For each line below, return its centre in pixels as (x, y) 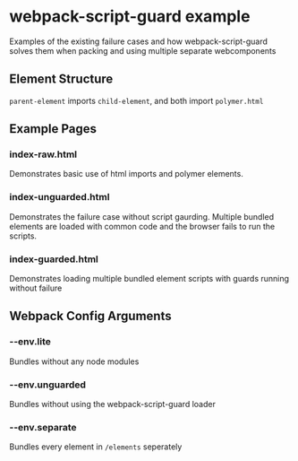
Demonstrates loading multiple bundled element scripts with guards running (149, 279)
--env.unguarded (48, 385)
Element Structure (61, 79)
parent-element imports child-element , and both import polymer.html (136, 100)
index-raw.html (43, 154)
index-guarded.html (54, 259)
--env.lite (30, 342)
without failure (36, 288)
